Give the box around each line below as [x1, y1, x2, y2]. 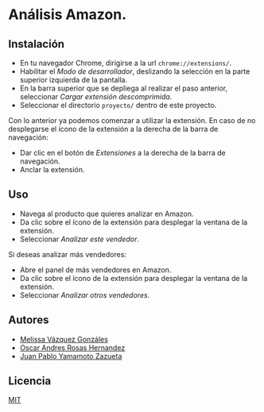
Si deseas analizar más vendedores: [8, 249, 127, 259]
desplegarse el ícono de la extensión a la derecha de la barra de [8, 125, 219, 133]
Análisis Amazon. [8, 6, 127, 24]
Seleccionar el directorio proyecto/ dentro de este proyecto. [19, 101, 217, 110]
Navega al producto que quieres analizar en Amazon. [19, 209, 194, 218]
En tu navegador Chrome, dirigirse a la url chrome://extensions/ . [19, 58, 232, 67]
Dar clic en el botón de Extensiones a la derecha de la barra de [19, 148, 226, 157]
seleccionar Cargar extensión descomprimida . [19, 92, 173, 101]
